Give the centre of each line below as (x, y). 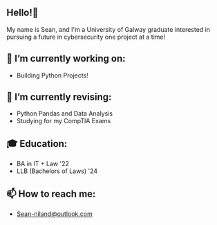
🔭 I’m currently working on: (66, 58)
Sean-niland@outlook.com (54, 214)
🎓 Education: (37, 144)
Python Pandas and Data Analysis (65, 114)
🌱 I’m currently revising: (59, 97)
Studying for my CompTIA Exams (64, 121)
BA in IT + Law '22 (43, 164)
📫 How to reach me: (51, 193)
